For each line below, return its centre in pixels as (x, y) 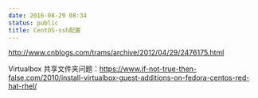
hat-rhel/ (23, 86)
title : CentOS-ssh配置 (45, 30)
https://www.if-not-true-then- (148, 69)
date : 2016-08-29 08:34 (48, 15)
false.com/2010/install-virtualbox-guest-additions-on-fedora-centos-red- (129, 78)
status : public (33, 23)
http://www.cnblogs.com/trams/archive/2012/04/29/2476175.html (116, 53)
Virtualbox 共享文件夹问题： (54, 69)
